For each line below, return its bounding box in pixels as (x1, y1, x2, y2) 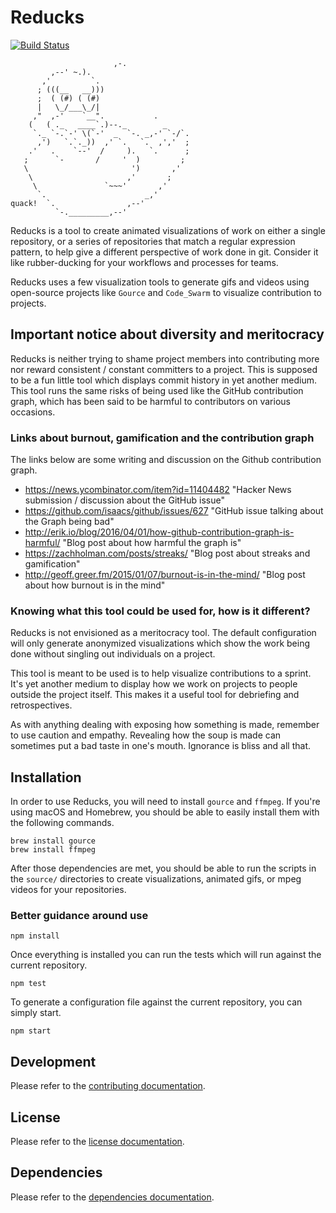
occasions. (10, 406, 56, 418)
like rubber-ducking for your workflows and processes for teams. (10, 256, 279, 268)
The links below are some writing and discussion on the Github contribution (10, 454, 322, 466)
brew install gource (10, 836, 97, 846)
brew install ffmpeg (10, 845, 97, 855)
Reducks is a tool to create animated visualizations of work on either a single (10, 224, 326, 236)
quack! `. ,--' (10, 198, 145, 208)
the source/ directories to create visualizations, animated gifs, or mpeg (10, 873, 302, 885)
